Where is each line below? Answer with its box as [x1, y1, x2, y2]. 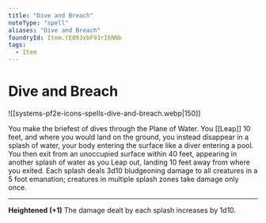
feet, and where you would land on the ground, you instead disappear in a [8, 132, 249, 142]
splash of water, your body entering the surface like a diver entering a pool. [8, 140, 254, 150]
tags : [8, 41, 26, 49]
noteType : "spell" [8, 19, 69, 27]
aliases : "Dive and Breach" [8, 26, 101, 34]
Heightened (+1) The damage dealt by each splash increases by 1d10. [8, 205, 236, 214]
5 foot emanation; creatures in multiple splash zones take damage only [8, 174, 239, 183]
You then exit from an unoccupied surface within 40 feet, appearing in [8, 149, 237, 158]
